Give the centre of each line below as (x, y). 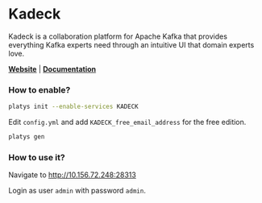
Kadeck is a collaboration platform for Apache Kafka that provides (118, 36)
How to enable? (40, 89)
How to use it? (37, 157)
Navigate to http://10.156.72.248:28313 (73, 175)
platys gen (27, 137)
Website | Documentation (52, 68)
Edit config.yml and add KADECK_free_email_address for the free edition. (127, 122)
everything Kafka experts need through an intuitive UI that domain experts (131, 44)
